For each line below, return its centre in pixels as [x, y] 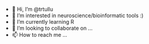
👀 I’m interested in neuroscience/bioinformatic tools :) [78, 15]
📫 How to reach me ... [39, 35]
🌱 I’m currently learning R [43, 22]
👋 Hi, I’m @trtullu [32, 9]
